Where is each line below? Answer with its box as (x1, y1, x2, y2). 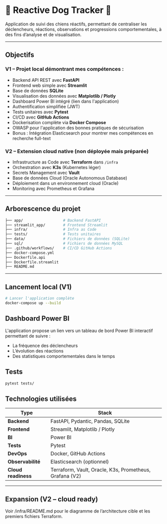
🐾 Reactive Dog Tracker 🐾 (5, 4, 112, 16)
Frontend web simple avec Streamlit (12, 82, 87, 88)
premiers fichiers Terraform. (5, 514, 63, 520)
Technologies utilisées (5, 394, 77, 403)
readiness (7, 473, 32, 480)
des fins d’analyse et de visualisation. (5, 31, 82, 37)
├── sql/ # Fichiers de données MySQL (5, 241, 123, 246)
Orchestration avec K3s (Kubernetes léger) (12, 164, 101, 170)
